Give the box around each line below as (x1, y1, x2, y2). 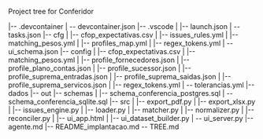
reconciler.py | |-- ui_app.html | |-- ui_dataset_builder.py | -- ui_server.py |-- (8, 114, 254, 123)
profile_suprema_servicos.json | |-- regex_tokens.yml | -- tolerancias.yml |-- (8, 80, 255, 90)
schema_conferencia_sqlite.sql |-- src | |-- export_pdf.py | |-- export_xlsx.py (8, 97, 256, 106)
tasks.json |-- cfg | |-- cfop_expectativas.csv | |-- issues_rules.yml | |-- (8, 31, 239, 39)
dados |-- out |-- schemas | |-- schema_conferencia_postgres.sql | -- (8, 89, 234, 97)
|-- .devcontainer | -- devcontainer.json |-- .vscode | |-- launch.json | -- (8, 22, 240, 31)
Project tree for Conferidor (8, 7, 94, 16)
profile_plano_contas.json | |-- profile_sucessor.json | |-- (8, 64, 191, 73)
